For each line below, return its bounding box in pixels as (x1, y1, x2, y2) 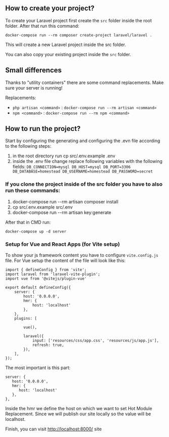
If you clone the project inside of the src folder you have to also (5, 181, 163, 188)
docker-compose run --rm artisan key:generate (12, 209, 111, 215)
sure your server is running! (5, 84, 63, 91)
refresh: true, (32, 342, 65, 348)
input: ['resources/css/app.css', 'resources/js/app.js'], (32, 338, 159, 343)
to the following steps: (5, 143, 51, 149)
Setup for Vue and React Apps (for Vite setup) (5, 240, 120, 247)
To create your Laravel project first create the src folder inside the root (5, 17, 152, 23)
